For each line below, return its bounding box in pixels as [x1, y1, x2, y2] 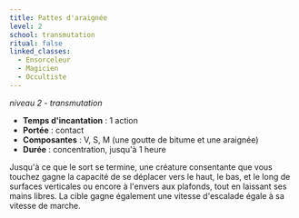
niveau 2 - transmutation [9, 97, 103, 108]
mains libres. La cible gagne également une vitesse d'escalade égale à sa [9, 190, 284, 201]
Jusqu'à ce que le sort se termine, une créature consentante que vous [9, 161, 273, 173]
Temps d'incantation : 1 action [22, 114, 139, 125]
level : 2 [9, 22, 43, 31]
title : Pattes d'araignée [9, 13, 107, 23]
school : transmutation [9, 30, 95, 39]
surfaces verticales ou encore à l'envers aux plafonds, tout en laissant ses [9, 181, 287, 192]
